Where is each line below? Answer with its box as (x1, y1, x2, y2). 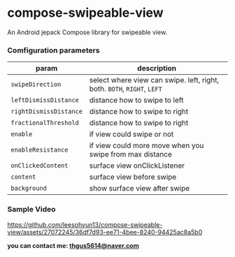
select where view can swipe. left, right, (89, 75, 220, 85)
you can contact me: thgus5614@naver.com (7, 241, 139, 249)
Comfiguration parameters (7, 45, 100, 55)
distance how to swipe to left (89, 96, 184, 105)
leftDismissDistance (10, 96, 79, 104)
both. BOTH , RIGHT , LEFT (89, 84, 162, 94)
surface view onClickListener (89, 161, 185, 170)
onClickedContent (10, 162, 69, 170)
